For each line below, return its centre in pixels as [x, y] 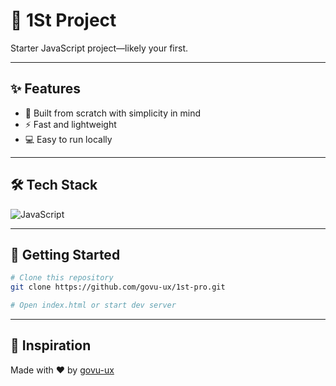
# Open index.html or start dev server [93, 305]
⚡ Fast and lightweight [70, 124]
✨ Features [45, 89]
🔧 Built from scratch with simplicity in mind [113, 113]
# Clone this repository [62, 278]
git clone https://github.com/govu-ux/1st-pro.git [118, 287]
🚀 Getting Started [65, 254]
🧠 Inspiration [51, 345]
